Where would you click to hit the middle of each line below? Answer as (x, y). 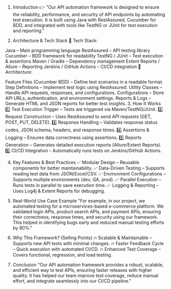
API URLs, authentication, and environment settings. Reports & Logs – (78, 98)
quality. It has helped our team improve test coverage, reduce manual (85, 276)
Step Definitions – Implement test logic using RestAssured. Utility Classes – (84, 87)
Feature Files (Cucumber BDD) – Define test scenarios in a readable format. (84, 82)
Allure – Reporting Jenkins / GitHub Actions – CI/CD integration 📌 (73, 67)
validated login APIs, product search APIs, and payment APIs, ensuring (87, 212)
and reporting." (28, 31)
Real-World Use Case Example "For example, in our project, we (79, 201)
